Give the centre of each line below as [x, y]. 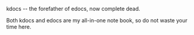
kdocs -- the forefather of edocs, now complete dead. [73, 9]
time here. [19, 27]
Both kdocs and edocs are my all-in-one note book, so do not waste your [97, 20]
